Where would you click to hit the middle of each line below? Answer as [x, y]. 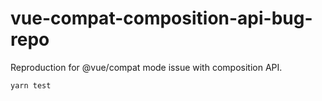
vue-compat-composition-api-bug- [161, 18]
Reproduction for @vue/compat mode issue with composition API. [146, 67]
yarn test [31, 85]
